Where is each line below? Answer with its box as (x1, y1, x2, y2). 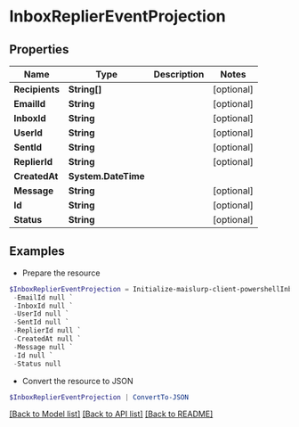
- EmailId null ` (12, 292, 74, 302)
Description (153, 69, 205, 80)
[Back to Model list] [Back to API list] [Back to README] (9, 408, 214, 420)
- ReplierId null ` (12, 326, 82, 335)
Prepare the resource (21, 267, 101, 278)
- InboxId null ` (12, 301, 74, 310)
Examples (9, 243, 65, 259)
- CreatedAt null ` (12, 334, 82, 344)
